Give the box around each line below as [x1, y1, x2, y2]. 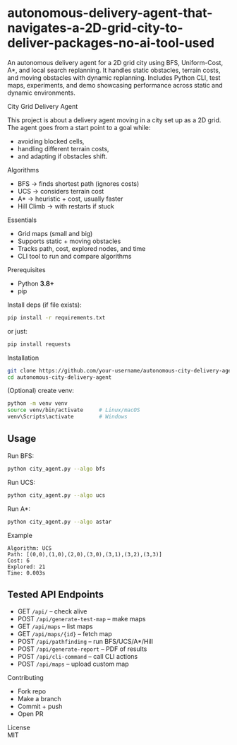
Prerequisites [7, 265, 46, 274]
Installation [7, 353, 39, 362]
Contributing [7, 674, 44, 682]
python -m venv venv [7, 400, 68, 407]
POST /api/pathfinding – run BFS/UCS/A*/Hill [17, 638, 154, 646]
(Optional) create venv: [7, 387, 74, 395]
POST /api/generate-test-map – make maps [17, 615, 146, 623]
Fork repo [17, 687, 47, 696]
